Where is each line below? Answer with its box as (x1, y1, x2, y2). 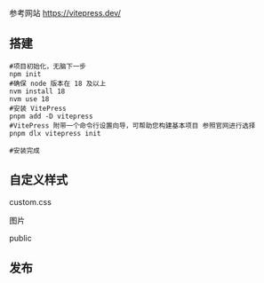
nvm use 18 (9, 94, 50, 104)
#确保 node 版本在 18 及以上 (9, 79, 107, 88)
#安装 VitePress (9, 104, 67, 113)
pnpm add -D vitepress (9, 112, 93, 121)
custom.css (9, 196, 52, 207)
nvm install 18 (9, 87, 66, 96)
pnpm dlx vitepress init (9, 129, 101, 138)
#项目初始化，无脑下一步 (9, 61, 86, 71)
